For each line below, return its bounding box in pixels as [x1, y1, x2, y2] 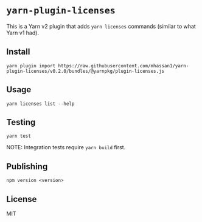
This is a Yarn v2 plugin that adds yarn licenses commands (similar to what [6, 22, 196, 30]
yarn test [6, 133, 32, 140]
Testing [6, 117, 36, 127]
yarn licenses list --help [6, 101, 75, 107]
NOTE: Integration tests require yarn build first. [6, 144, 126, 151]
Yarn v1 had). [6, 29, 40, 36]
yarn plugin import [6, 62, 56, 69]
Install [6, 47, 30, 57]
